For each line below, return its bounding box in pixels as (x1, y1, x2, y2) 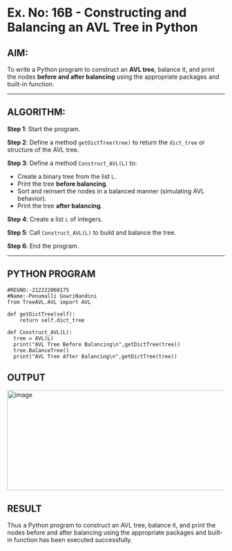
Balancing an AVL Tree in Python (7, 19, 198, 35)
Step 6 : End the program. (7, 242, 79, 250)
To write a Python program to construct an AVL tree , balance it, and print (7, 66, 215, 73)
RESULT (7, 503, 42, 514)
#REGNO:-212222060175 (7, 287, 70, 293)
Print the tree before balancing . (17, 180, 108, 188)
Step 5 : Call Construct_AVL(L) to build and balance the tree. (7, 228, 177, 236)
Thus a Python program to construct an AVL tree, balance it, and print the (7, 521, 216, 530)
